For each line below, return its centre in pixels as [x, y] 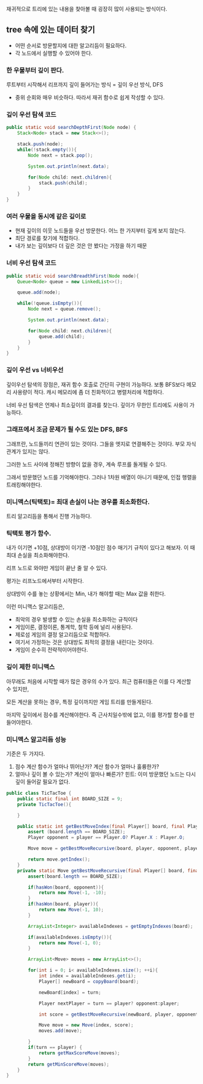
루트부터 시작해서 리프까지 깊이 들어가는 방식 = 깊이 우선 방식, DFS [85, 85]
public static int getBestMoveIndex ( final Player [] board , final [101, 826]
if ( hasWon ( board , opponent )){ [66, 887]
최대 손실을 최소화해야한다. [38, 555]
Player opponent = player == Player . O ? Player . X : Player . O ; [107, 838]
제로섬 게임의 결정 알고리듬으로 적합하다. [63, 635]
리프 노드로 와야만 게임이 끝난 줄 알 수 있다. [57, 568]
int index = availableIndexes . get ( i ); [87, 976]
